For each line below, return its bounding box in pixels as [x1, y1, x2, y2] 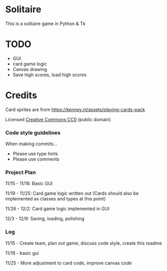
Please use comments [12, 156, 60, 162]
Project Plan [5, 169, 36, 176]
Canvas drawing [12, 66, 47, 72]
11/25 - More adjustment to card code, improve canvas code [5, 260, 132, 266]
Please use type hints [12, 151, 58, 157]
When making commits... [5, 141, 58, 147]
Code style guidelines [5, 129, 61, 136]
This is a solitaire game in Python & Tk [5, 20, 86, 27]
